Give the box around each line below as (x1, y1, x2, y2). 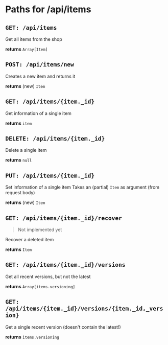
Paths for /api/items (5, 4, 91, 15)
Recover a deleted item (5, 237, 54, 243)
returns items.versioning (5, 334, 60, 340)
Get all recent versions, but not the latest (5, 273, 91, 280)
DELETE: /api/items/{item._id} (5, 135, 105, 143)
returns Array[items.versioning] (5, 283, 76, 289)
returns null (5, 157, 32, 163)
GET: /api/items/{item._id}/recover (5, 214, 123, 222)
